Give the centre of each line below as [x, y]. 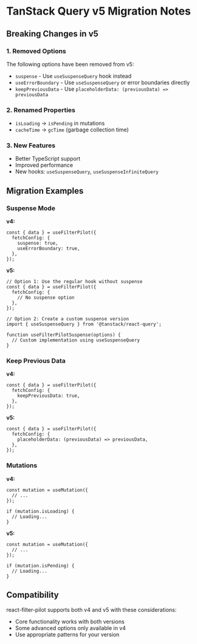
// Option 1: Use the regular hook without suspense [74, 282]
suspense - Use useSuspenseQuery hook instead [73, 76]
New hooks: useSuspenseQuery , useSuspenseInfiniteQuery [87, 172]
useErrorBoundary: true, [49, 249]
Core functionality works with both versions [70, 621]
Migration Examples [45, 191]
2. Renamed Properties [41, 110]
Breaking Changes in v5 [52, 34]
